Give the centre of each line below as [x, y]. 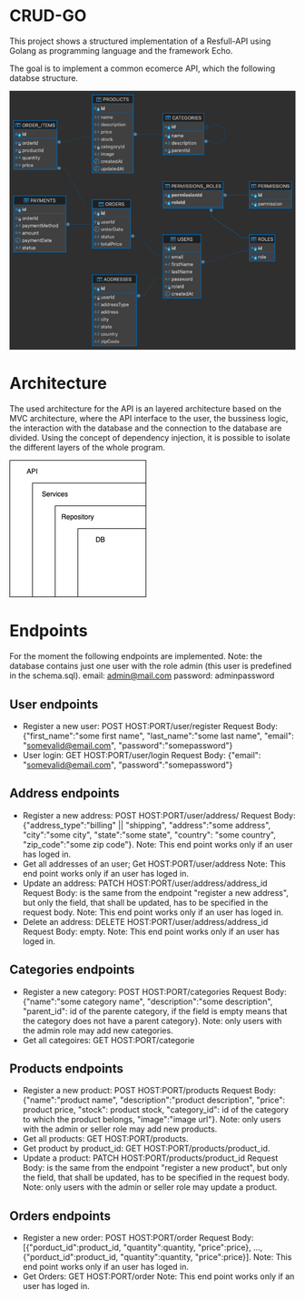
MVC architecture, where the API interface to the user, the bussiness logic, [149, 419]
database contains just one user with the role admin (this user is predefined [151, 666]
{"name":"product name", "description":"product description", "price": [154, 1100]
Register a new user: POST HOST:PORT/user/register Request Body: [150, 726]
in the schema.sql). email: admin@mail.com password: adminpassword [142, 675]
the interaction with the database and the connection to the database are [146, 428]
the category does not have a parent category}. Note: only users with [152, 1021]
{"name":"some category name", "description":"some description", [148, 1001]
